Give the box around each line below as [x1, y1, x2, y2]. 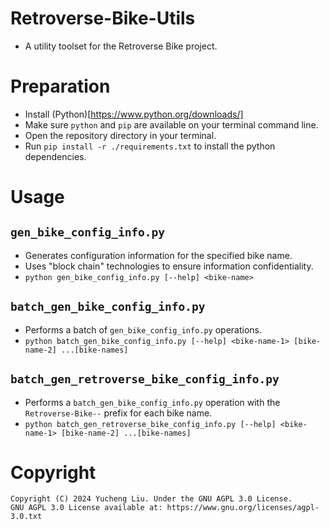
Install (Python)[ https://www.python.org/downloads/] [24, 108, 244, 120]
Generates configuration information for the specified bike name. [24, 249, 293, 261]
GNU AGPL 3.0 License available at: [10, 503, 163, 513]
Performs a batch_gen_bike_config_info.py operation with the [24, 396, 281, 408]
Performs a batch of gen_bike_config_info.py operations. [24, 323, 263, 336]
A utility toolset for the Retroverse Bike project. [24, 40, 218, 52]
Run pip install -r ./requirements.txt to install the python [24, 140, 276, 152]
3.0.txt [10, 512, 43, 522]
